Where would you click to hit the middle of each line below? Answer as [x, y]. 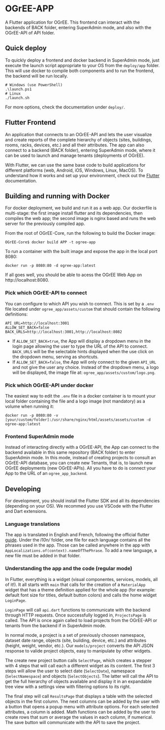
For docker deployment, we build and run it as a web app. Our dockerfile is [81, 208]
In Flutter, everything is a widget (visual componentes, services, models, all [82, 579]
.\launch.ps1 [18, 89]
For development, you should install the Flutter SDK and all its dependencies [82, 501]
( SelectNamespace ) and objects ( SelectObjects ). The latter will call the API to [82, 676]
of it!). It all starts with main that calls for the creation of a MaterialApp [75, 584]
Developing [23, 489]
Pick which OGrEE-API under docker [49, 385]
